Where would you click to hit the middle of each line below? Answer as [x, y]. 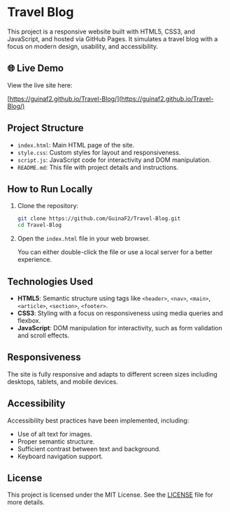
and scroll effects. [43, 335]
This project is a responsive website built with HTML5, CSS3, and [101, 31]
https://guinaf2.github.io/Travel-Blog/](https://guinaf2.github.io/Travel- [112, 98]
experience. [35, 260]
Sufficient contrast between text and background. [89, 448]
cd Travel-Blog [39, 225]
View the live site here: [40, 85]
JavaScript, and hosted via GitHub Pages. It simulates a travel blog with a [113, 38]
